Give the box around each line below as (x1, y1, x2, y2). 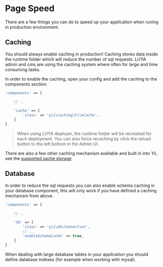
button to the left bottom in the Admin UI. (17, 141, 99, 147)
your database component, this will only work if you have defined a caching (5, 187, 157, 193)
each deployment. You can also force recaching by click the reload (17, 135, 151, 141)
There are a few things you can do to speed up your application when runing (5, 19, 159, 25)
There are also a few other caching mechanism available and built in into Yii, (5, 150, 158, 156)
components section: (5, 81, 48, 87)
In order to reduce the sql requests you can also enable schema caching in (5, 183, 155, 188)
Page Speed (5, 3, 55, 14)
